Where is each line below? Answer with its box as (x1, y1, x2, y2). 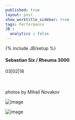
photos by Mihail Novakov (5, 89, 60, 95)
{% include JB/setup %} (5, 45, 56, 51)
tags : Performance (5, 21, 44, 27)
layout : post (5, 12, 33, 17)
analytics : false (10, 31, 49, 36)
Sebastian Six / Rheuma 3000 (5, 57, 70, 63)
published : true (5, 7, 40, 13)
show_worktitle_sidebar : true (5, 17, 70, 22)
